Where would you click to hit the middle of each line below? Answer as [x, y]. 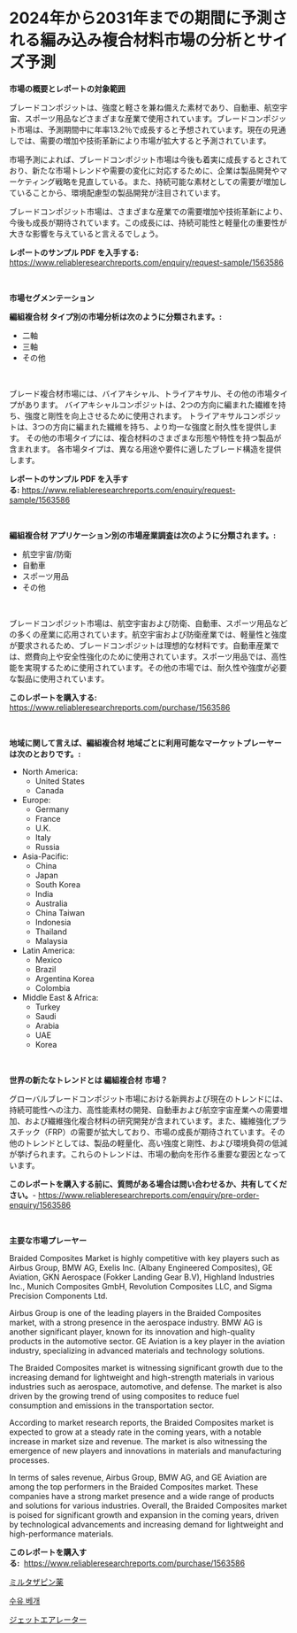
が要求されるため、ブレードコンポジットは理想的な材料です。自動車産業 [141, 645]
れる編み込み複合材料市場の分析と [133, 40]
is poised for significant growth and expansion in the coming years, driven [144, 1514]
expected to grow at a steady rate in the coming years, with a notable [136, 1432]
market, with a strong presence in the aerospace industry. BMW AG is [136, 1322]
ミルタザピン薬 [36, 1582]
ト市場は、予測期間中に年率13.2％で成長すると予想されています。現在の [140, 129]
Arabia [47, 1025]
